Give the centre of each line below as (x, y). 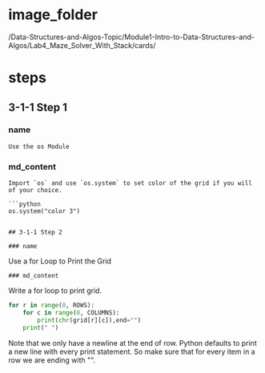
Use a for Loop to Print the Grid (60, 261)
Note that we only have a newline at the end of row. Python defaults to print (133, 343)
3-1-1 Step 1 (38, 107)
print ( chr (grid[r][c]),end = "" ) (89, 320)
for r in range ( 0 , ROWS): (51, 306)
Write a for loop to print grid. (55, 291)
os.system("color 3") (44, 211)
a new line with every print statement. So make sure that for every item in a (132, 351)
